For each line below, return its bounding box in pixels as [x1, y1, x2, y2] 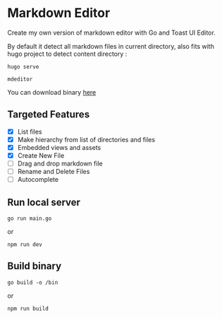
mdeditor [7, 76, 33, 83]
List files [17, 127, 42, 136]
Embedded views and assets [17, 143, 101, 151]
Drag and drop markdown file [17, 159, 104, 168]
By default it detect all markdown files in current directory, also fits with [7, 42, 215, 50]
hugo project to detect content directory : [7, 50, 128, 58]
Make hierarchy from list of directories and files [17, 135, 156, 144]
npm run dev [7, 241, 42, 248]
